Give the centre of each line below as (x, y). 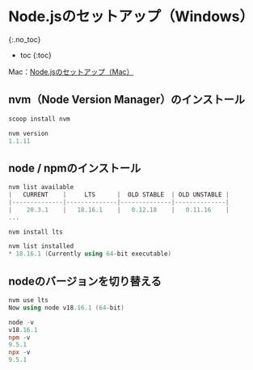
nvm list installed (41, 246)
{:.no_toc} (25, 39)
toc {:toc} (36, 55)
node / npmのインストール (75, 168)
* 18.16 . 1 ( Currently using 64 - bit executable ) (90, 254)
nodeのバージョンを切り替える (85, 281)
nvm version (28, 133)
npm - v (19, 337)
